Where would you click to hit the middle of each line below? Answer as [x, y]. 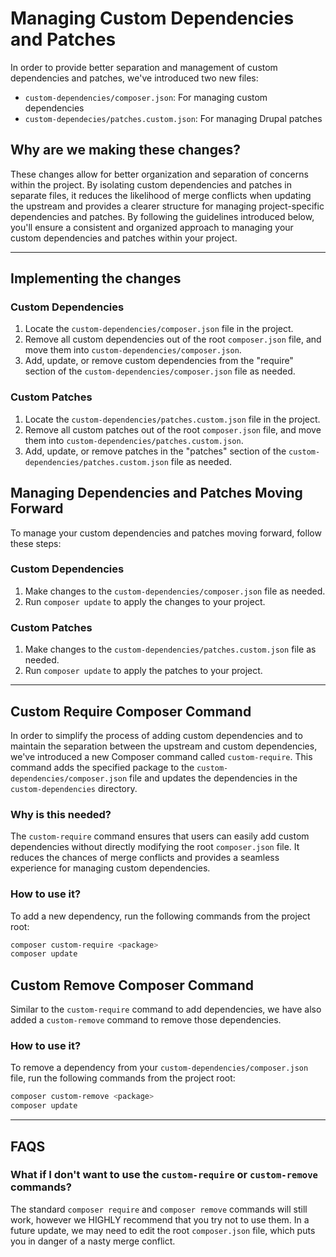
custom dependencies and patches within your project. [124, 238]
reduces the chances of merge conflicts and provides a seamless [145, 858]
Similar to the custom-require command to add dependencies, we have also [166, 1009]
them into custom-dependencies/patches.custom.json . [134, 440]
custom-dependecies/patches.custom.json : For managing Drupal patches [173, 118]
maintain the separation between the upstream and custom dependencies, [164, 746]
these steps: [36, 543]
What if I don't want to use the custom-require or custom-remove [164, 1175]
